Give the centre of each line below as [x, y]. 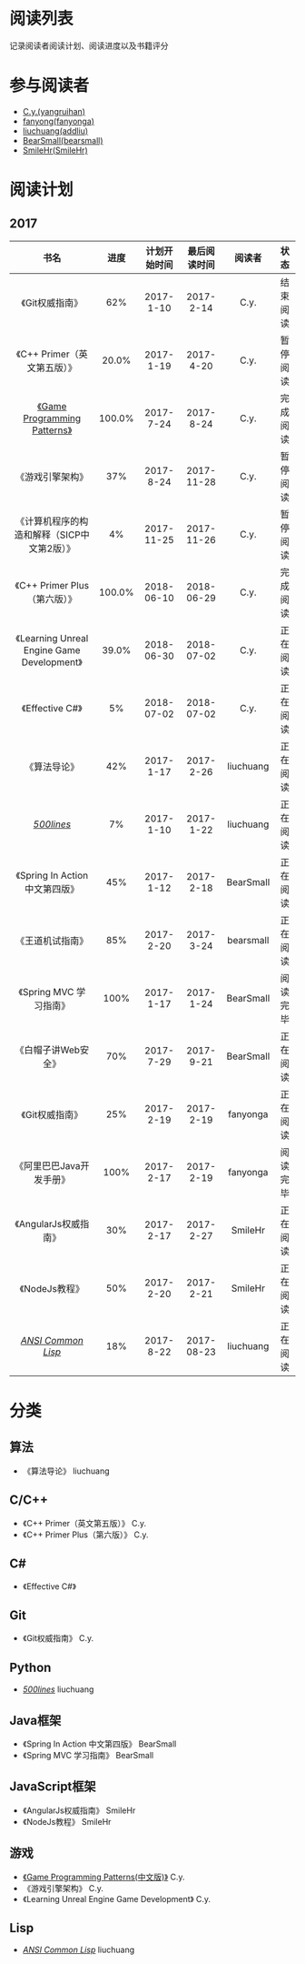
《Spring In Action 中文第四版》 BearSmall [99, 1744]
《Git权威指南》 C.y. [58, 1638]
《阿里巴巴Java [47, 1165]
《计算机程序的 [47, 521]
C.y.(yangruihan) [54, 111]
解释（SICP [57, 535]
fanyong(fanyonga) [59, 121]
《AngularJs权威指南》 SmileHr [79, 1810]
